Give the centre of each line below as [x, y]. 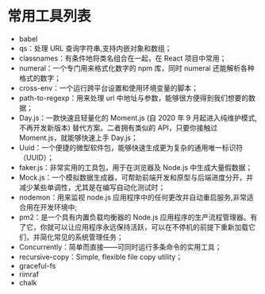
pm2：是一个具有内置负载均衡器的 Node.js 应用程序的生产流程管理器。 [134, 217]
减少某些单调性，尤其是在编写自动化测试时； [92, 187]
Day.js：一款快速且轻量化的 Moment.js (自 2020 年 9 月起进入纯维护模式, [138, 118]
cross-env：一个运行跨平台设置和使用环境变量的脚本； [109, 87]
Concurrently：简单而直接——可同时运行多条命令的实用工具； [120, 246]
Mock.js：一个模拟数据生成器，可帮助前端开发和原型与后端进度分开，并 [136, 177]
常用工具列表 [50, 16]
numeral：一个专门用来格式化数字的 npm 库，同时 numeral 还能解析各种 [136, 68]
